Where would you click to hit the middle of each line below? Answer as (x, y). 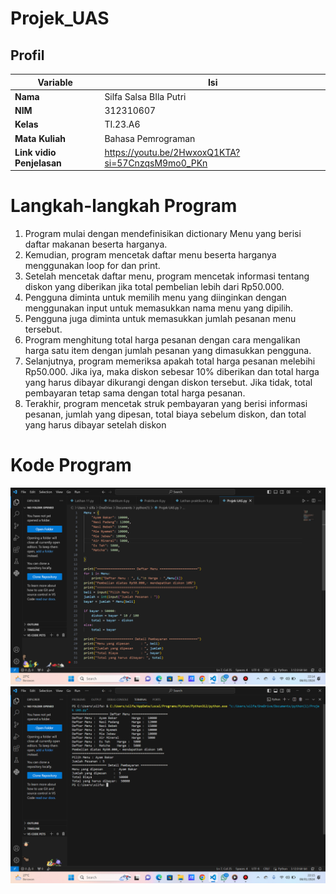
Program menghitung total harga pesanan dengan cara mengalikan (162, 340)
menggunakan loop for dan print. (92, 266)
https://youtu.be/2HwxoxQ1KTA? (172, 152)
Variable (55, 82)
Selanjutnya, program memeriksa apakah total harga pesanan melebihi (170, 361)
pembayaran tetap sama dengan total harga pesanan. (135, 393)
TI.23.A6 (122, 124)
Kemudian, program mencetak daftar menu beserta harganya (150, 255)
